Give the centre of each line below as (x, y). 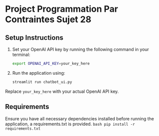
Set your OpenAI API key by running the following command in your (80, 49)
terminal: (21, 54)
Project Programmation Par (62, 9)
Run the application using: (39, 73)
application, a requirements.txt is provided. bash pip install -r (70, 124)
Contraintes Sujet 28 (48, 19)
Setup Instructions (34, 38)
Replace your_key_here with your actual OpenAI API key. (62, 91)
